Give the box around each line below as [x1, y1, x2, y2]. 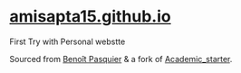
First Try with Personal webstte [9, 36, 126, 47]
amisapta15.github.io [9, 6, 171, 27]
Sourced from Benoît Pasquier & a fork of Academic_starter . [9, 53, 233, 64]
